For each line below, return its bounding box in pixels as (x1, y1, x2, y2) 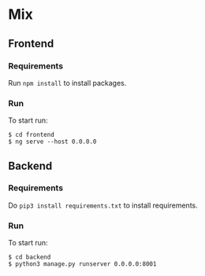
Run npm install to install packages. (8, 78, 127, 87)
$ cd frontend (8, 131, 55, 139)
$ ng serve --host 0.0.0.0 (8, 138, 97, 146)
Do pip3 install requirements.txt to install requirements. (8, 201, 199, 210)
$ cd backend (8, 253, 51, 261)
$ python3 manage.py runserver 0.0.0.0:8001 (8, 260, 157, 268)
